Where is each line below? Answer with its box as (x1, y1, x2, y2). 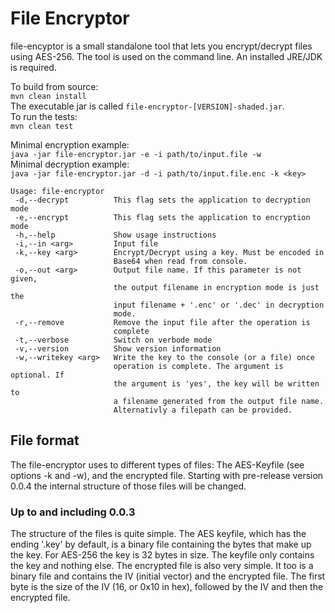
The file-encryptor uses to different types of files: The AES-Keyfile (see (10, 458, 305, 471)
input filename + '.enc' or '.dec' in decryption (113, 300, 325, 310)
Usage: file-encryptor (10, 186, 105, 196)
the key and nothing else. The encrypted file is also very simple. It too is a (10, 560, 314, 572)
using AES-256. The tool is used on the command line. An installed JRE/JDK (10, 50, 323, 62)
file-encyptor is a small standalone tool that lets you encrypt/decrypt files (10, 40, 313, 52)
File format (10, 432, 80, 449)
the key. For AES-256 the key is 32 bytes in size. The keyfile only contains (10, 549, 315, 561)
